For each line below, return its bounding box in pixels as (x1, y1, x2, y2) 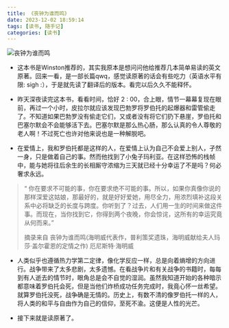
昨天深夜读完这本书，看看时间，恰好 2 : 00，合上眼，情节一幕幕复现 (16, 95, 210, 104)
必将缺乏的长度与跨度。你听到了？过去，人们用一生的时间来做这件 (36, 202, 223, 210)
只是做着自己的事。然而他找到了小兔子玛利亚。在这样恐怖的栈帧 (35, 152, 216, 161)
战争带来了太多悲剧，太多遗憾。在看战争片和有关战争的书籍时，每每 (29, 265, 221, 273)
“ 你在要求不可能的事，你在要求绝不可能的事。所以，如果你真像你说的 (23, 185, 221, 193)
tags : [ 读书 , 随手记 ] (7, 23, 64, 30)
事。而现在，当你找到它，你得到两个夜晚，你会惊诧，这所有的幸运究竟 (23, 210, 223, 218)
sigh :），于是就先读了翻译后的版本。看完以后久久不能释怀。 (26, 80, 195, 89)
